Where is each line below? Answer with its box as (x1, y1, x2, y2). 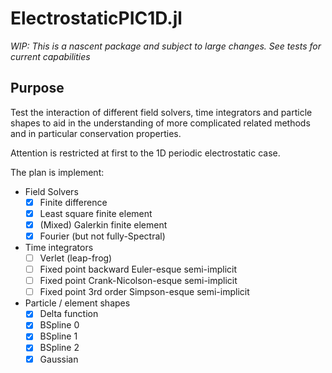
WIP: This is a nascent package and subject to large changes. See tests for (10, 40, 322, 52)
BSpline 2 (39, 342, 80, 354)
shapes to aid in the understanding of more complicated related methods (10, 117, 311, 129)
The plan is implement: (10, 166, 105, 178)
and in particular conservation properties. (10, 127, 182, 139)
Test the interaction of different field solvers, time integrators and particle (10, 106, 313, 118)
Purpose (10, 80, 65, 97)
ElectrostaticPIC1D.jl (10, 7, 183, 30)
